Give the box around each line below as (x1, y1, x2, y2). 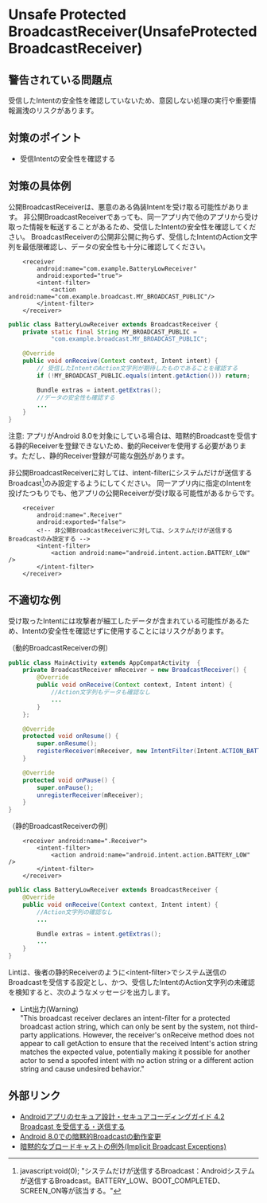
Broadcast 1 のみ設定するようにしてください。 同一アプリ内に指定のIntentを (8, 477, 253, 487)
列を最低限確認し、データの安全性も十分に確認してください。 (8, 241, 211, 252)
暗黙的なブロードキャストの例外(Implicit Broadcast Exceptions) (19, 1141, 226, 1151)
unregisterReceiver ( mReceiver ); (37, 791, 145, 799)
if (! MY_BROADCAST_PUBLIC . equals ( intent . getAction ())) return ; (37, 372, 250, 380)
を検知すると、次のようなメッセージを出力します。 (8, 987, 175, 997)
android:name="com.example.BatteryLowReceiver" (37, 264, 197, 272)
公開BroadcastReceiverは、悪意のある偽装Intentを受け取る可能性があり (8, 201, 242, 212)
